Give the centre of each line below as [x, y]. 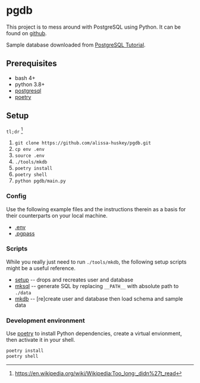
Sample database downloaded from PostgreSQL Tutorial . [76, 45]
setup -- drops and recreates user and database [74, 279]
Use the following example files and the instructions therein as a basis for [96, 209]
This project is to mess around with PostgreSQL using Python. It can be [93, 27]
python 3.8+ [30, 84]
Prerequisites [32, 64]
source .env [29, 156]
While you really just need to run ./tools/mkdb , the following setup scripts [96, 262]
